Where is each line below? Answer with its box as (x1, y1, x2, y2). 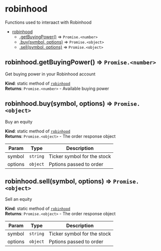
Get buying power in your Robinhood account (5, 71, 96, 77)
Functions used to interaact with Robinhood (5, 19, 92, 25)
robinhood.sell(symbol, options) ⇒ (5, 177, 112, 185)
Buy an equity (5, 118, 33, 124)
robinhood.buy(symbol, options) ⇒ (5, 100, 113, 108)
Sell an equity (5, 196, 32, 202)
